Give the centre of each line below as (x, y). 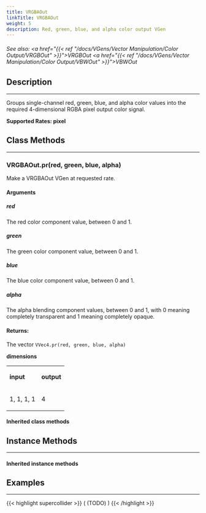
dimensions (22, 356)
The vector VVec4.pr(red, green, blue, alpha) (66, 344)
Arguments (21, 192)
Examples (25, 483)
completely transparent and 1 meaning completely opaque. (81, 317)
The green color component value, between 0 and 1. (72, 251)
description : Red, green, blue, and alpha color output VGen (86, 29)
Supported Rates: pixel (36, 121)
